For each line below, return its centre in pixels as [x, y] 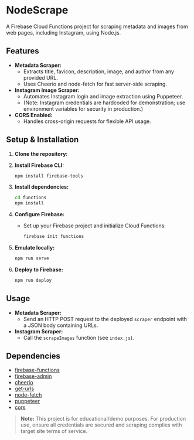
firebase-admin [33, 376]
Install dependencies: [42, 187]
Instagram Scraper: [39, 331]
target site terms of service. [54, 431]
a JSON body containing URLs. [61, 325]
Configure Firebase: [40, 214]
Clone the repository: [41, 154]
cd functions [30, 198]
